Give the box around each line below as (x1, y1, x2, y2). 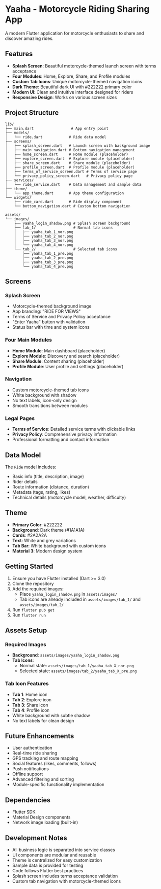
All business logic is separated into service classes (12, 847, 115, 853)
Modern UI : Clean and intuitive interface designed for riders (12, 89, 134, 95)
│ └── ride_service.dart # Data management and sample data (5, 182, 141, 187)
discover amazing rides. (5, 35, 54, 41)
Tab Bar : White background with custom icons (12, 543, 107, 548)
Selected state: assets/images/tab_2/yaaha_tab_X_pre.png (19, 668, 137, 674)
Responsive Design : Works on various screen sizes (12, 94, 117, 100)
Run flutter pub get (12, 607, 55, 613)
